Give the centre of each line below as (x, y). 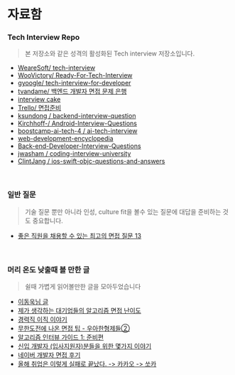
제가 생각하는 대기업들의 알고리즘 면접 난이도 (80, 311)
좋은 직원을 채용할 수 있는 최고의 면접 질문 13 (80, 236)
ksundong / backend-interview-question (77, 116)
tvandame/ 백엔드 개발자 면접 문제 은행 (72, 91)
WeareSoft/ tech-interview (56, 68)
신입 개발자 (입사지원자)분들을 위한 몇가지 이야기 (84, 347)
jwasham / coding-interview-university (74, 154)
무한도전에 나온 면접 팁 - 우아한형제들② (73, 329)
